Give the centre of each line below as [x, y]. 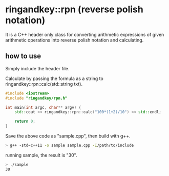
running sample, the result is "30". [41, 155]
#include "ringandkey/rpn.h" [36, 98]
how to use [23, 56]
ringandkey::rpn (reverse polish [74, 9]
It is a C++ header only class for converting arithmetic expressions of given [85, 34]
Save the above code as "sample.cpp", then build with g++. [68, 136]
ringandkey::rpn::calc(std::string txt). [44, 84]
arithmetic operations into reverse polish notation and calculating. [75, 40]
